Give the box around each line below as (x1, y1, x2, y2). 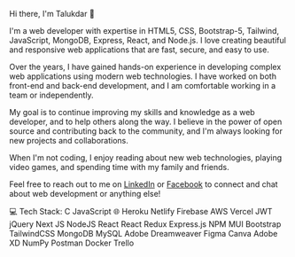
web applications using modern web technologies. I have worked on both (9, 71, 277, 82)
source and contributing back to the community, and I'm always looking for (9, 126, 283, 136)
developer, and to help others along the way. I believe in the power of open (9, 116, 283, 127)
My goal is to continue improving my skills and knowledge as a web (9, 107, 255, 117)
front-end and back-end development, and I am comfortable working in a (9, 81, 276, 90)
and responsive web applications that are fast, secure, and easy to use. (9, 44, 270, 55)
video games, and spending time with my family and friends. (9, 162, 229, 172)
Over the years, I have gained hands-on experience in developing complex (9, 62, 282, 72)
